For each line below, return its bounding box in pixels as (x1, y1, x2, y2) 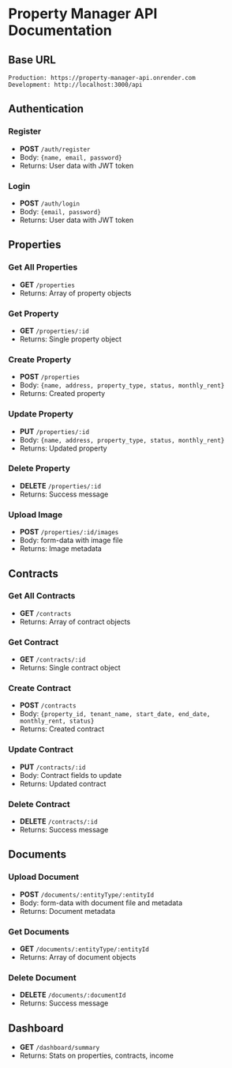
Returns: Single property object (19, 334, 122, 344)
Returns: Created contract (19, 724, 105, 734)
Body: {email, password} (19, 206, 101, 216)
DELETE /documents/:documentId (19, 990, 126, 1000)
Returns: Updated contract (19, 779, 107, 788)
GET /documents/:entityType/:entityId (19, 944, 150, 953)
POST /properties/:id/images (19, 527, 119, 537)
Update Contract (8, 744, 73, 755)
